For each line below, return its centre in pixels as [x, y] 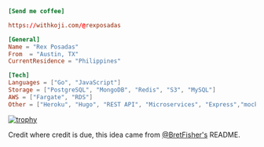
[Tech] [19, 75]
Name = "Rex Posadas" [44, 47]
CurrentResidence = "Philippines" [65, 61]
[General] [24, 39]
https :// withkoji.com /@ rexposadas [65, 25]
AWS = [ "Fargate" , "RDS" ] [50, 97]
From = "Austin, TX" [44, 54]
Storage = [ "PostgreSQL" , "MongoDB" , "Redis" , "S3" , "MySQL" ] [112, 90]
